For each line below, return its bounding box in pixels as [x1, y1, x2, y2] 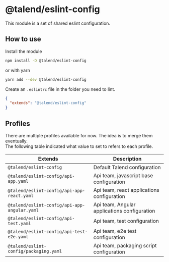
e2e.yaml [8, 234, 29, 239]
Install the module [5, 48, 42, 54]
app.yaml [8, 178, 29, 184]
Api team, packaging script [93, 242, 157, 249]
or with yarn [5, 67, 30, 73]
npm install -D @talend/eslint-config [5, 58, 87, 63]
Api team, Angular [93, 201, 136, 208]
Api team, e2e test [93, 227, 137, 234]
